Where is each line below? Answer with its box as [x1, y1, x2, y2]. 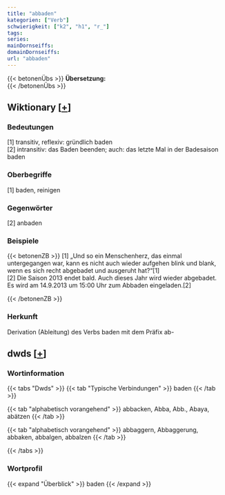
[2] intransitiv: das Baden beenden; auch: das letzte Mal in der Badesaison [7, 145, 219, 154]
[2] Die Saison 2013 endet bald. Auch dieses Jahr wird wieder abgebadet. [7, 274, 217, 282]
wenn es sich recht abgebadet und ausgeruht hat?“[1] [7, 267, 160, 275]
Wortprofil [7, 464, 43, 474]
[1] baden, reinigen [7, 186, 61, 194]
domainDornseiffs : [7, 49, 60, 56]
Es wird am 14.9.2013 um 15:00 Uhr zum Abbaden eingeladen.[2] [7, 281, 192, 289]
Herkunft [7, 312, 38, 322]
